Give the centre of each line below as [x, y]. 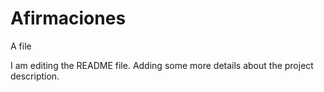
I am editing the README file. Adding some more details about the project [162, 65]
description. [35, 76]
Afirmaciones [68, 18]
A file [21, 46]
